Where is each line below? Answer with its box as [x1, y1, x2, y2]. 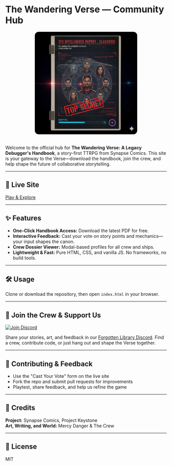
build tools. [12, 255, 36, 261]
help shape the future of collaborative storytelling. [5, 160, 111, 167]
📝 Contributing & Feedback [5, 359, 93, 368]
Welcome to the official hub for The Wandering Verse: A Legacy [5, 145, 142, 151]
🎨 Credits [5, 403, 36, 412]
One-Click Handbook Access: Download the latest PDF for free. [12, 227, 149, 234]
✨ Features [5, 214, 41, 222]
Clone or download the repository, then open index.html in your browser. [5, 291, 160, 297]
